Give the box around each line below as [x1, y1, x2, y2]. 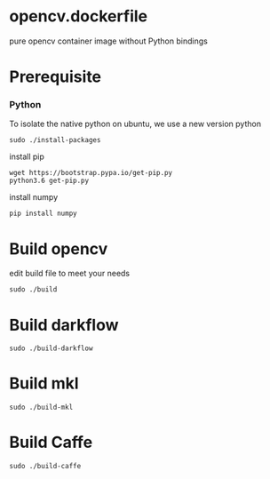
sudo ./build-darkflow [9, 344, 93, 353]
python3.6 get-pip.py [9, 176, 90, 186]
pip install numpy [9, 209, 77, 219]
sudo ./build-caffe [9, 462, 82, 471]
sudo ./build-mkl [9, 403, 74, 412]
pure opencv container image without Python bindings [9, 36, 209, 46]
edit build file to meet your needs [9, 268, 131, 279]
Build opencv [9, 238, 108, 259]
